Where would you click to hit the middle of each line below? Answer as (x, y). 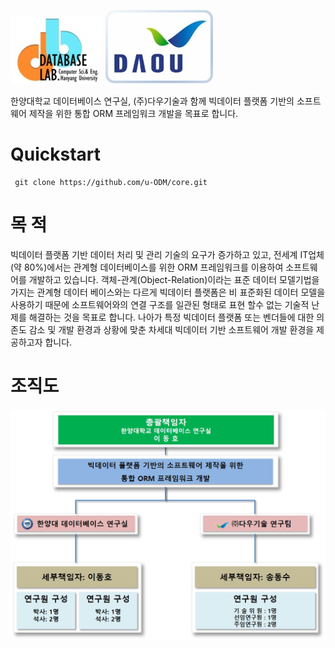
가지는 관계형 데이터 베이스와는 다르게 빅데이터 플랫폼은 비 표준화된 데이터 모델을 (168, 292)
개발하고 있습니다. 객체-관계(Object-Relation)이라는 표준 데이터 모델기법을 (174, 279)
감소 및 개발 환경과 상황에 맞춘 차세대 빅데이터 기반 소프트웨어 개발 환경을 (171, 329)
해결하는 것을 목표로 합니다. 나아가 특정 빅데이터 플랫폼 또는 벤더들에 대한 (171, 317)
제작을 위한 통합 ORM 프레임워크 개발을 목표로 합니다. (133, 113)
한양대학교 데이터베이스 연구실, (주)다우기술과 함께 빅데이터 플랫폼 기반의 (152, 101)
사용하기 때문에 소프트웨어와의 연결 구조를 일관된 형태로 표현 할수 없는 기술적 (160, 304)
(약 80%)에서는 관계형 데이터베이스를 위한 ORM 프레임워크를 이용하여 (147, 267)
